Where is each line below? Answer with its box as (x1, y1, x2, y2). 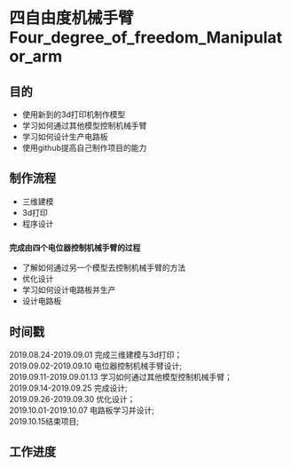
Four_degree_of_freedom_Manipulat (9, 28, 283, 48)
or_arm (9, 46, 63, 67)
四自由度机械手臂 (9, 8, 135, 28)
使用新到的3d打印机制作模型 (21, 109, 126, 120)
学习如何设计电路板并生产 (21, 285, 116, 296)
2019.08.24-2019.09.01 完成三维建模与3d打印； (9, 349, 183, 360)
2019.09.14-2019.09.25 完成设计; (9, 383, 129, 393)
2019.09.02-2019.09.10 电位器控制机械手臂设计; (9, 360, 182, 371)
